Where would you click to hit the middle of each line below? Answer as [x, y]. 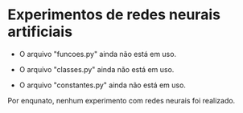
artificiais [40, 32]
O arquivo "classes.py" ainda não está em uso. [97, 69]
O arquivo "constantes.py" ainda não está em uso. [103, 85]
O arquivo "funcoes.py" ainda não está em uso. [98, 54]
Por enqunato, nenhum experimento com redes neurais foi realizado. [121, 100]
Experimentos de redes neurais [114, 15]
